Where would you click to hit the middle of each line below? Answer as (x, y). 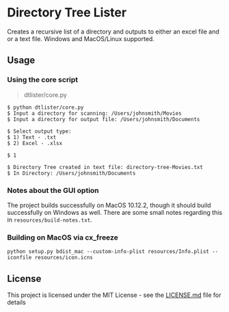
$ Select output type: (39, 131)
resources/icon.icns (64, 258)
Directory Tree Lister (67, 13)
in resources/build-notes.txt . (50, 220)
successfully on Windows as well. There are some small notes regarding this (115, 212)
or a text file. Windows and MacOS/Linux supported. (81, 38)
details (16, 302)
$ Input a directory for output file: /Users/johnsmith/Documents (104, 119)
